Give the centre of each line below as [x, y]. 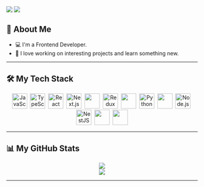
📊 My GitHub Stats [43, 149]
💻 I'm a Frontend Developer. [51, 44]
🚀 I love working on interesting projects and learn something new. [97, 53]
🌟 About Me [29, 30]
